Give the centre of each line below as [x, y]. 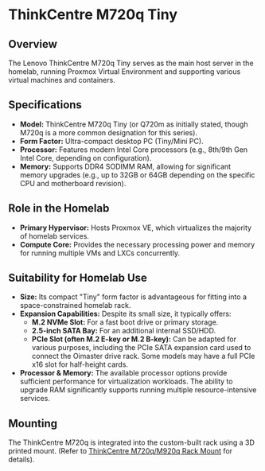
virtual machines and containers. [62, 80]
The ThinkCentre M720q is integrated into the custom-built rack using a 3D [131, 442]
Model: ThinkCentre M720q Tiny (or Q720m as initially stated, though [134, 124]
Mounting [33, 423]
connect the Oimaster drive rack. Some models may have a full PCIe [143, 356]
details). [21, 460]
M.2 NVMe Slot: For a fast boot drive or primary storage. [125, 322]
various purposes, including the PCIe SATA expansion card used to [141, 348]
